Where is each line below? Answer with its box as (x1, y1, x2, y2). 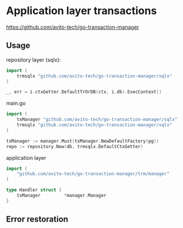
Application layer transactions (6, 4, 157, 18)
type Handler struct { (6, 187, 62, 193)
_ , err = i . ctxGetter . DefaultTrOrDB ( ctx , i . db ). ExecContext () (6, 89, 162, 95)
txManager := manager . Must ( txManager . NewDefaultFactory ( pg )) (6, 138, 159, 144)
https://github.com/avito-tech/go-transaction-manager (6, 24, 139, 31)
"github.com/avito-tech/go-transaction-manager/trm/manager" (16, 171, 169, 177)
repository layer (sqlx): (6, 56, 61, 63)
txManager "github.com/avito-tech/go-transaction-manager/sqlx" (16, 116, 178, 123)
